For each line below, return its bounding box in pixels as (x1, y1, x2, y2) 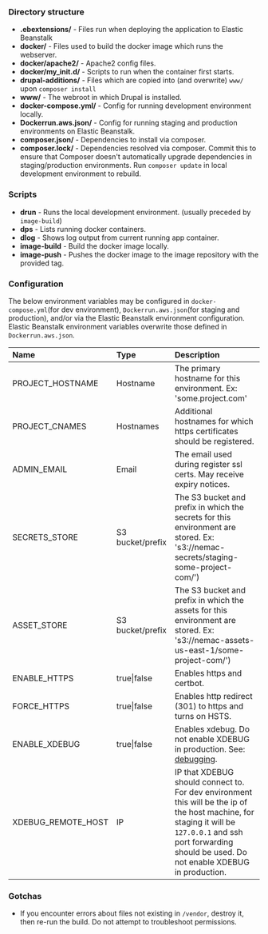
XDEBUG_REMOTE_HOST (12, 816, 109, 828)
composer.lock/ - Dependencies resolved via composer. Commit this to (19, 143, 257, 154)
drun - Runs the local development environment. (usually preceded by (19, 207, 251, 217)
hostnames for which (174, 415, 254, 426)
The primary (174, 362, 221, 373)
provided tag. (19, 258, 65, 268)
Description (174, 349, 221, 360)
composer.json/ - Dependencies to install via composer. (19, 135, 207, 145)
